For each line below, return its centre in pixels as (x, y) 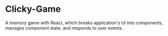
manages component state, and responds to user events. (64, 28)
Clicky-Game (33, 9)
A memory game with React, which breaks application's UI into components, (84, 23)
